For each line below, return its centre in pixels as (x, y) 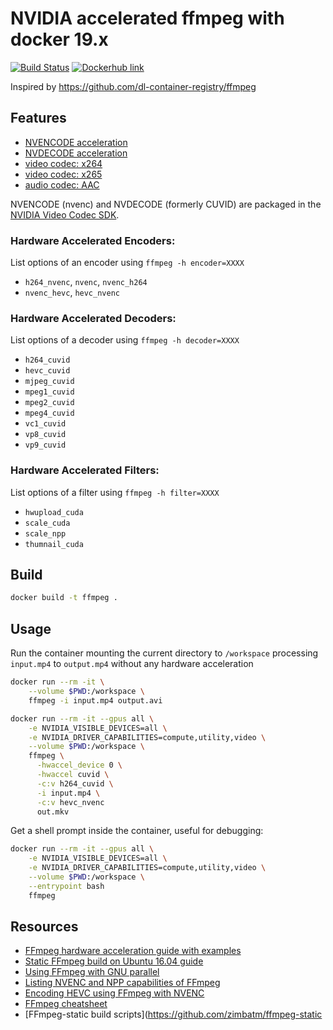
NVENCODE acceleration (76, 142)
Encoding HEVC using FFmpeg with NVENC (114, 993)
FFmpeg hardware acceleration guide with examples (133, 951)
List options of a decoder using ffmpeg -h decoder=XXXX (125, 340)
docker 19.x (59, 39)
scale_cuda (47, 523)
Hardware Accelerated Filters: (85, 470)
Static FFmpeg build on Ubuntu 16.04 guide (114, 961)
